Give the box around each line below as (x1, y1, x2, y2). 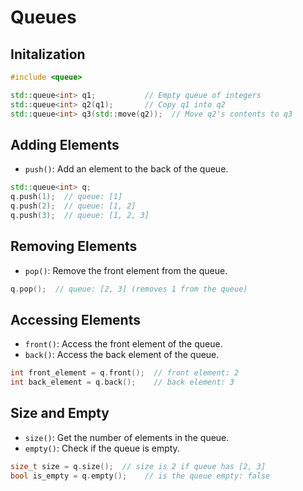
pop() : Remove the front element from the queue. (24, 264, 228, 276)
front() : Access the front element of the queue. (24, 338, 223, 350)
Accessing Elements (10, 311, 141, 328)
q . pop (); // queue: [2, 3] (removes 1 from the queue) (10, 284, 248, 294)
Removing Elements (10, 238, 138, 255)
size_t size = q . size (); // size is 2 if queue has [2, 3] (10, 461, 267, 471)
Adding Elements (10, 136, 120, 153)
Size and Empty (10, 405, 110, 422)
